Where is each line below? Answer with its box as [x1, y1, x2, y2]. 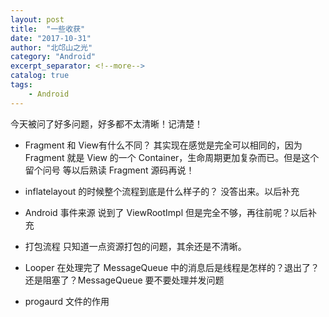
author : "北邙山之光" [10, 42, 93, 53]
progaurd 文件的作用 [24, 295, 110, 307]
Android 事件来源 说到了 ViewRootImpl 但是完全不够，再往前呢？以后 [24, 206, 309, 218]
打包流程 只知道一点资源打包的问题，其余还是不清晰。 [24, 240, 247, 252]
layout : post [10, 14, 65, 25]
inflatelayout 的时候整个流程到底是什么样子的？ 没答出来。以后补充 [24, 185, 300, 197]
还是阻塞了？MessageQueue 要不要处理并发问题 [24, 274, 225, 286]
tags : [10, 80, 33, 90]
